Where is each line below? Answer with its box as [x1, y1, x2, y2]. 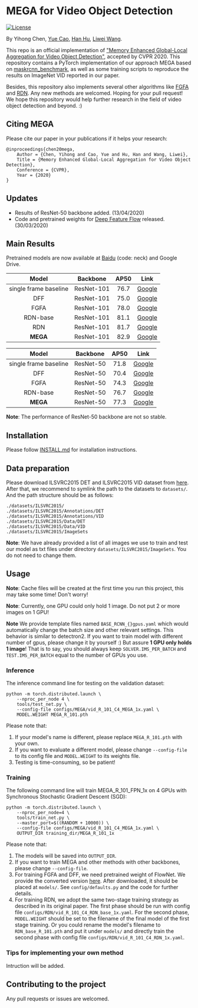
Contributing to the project [6, 980, 106, 990]
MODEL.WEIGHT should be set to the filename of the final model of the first [14, 915, 190, 922]
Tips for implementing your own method [6, 949, 124, 957]
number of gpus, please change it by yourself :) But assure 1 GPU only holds [6, 638, 192, 646]
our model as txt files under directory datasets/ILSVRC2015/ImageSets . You [6, 546, 187, 552]
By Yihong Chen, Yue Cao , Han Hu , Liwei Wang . [6, 35, 123, 42]
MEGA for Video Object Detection [6, 4, 173, 18]
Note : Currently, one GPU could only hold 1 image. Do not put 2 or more [6, 602, 180, 610]
